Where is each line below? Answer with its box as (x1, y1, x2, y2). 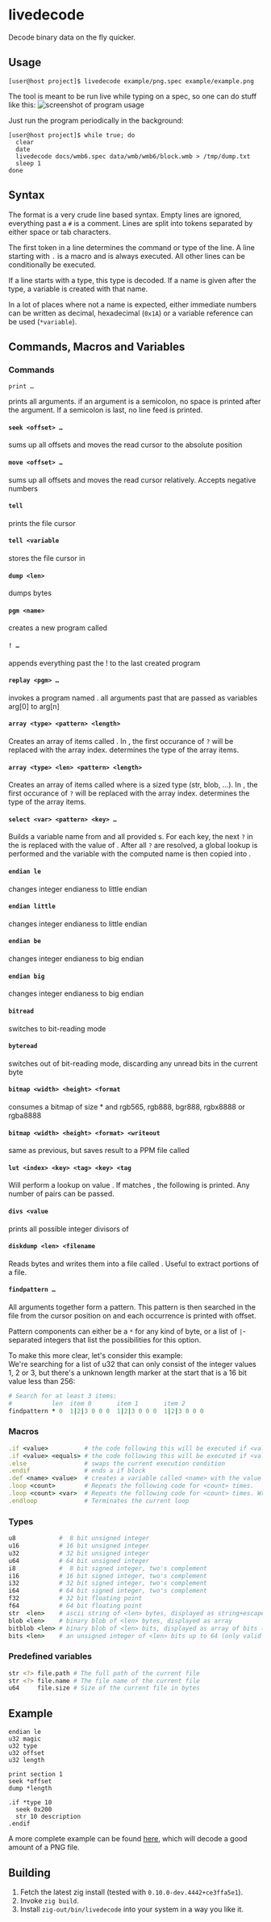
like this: (8, 99, 36, 110)
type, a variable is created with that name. (8, 284, 148, 294)
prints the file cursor (8, 518, 77, 528)
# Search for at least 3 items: (8, 1392, 117, 1400)
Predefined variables (8, 1651, 93, 1662)
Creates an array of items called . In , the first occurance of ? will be (8, 737, 234, 746)
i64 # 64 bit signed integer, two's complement (8, 1587, 207, 1595)
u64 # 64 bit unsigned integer (8, 1556, 150, 1565)
